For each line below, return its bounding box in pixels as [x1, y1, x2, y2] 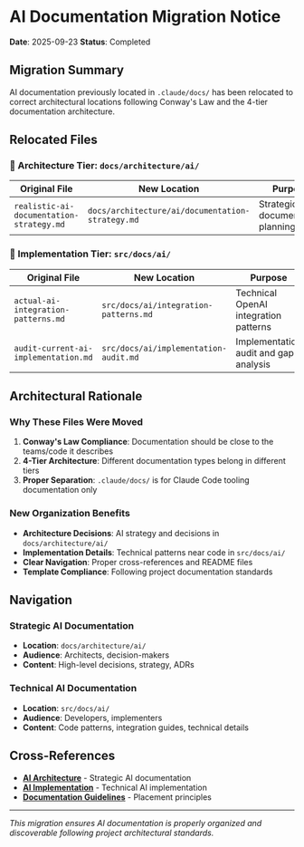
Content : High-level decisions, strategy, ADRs [22, 659, 195, 670]
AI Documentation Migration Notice [9, 6, 281, 27]
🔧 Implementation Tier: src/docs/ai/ [9, 247, 172, 260]
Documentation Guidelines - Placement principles [22, 791, 213, 803]
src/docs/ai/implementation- [101, 342, 228, 353]
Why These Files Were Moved [9, 416, 143, 428]
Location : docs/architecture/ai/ [22, 640, 147, 651]
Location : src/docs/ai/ [22, 702, 110, 713]
